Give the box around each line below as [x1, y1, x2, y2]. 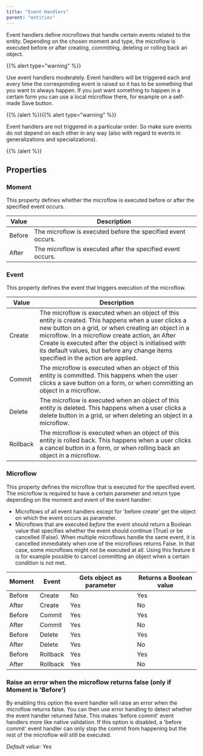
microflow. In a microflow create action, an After [39, 332, 176, 340]
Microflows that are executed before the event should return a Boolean [14, 521, 192, 528]
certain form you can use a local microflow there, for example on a [6, 93, 172, 100]
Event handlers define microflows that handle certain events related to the [6, 31, 190, 38]
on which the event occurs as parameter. [14, 514, 117, 521]
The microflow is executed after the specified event [34, 245, 180, 254]
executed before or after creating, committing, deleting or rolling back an [6, 43, 187, 51]
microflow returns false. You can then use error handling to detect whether [6, 706, 192, 713]
